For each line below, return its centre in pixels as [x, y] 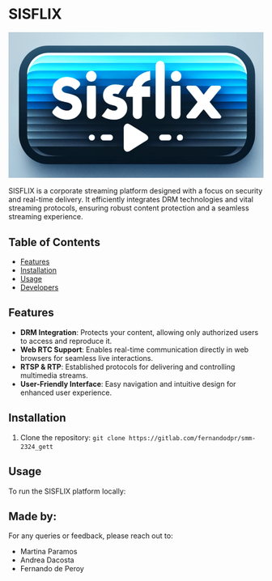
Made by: [32, 516]
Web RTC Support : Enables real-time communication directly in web [134, 350]
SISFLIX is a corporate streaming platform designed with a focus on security [136, 191]
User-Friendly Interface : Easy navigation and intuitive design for [128, 384]
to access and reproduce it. [66, 341]
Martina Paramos [49, 552]
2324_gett [37, 447]
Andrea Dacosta [47, 560]
